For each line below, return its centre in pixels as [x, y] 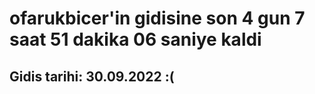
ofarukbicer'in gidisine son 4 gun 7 [157, 18]
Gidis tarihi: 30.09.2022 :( [92, 76]
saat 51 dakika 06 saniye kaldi [135, 39]
